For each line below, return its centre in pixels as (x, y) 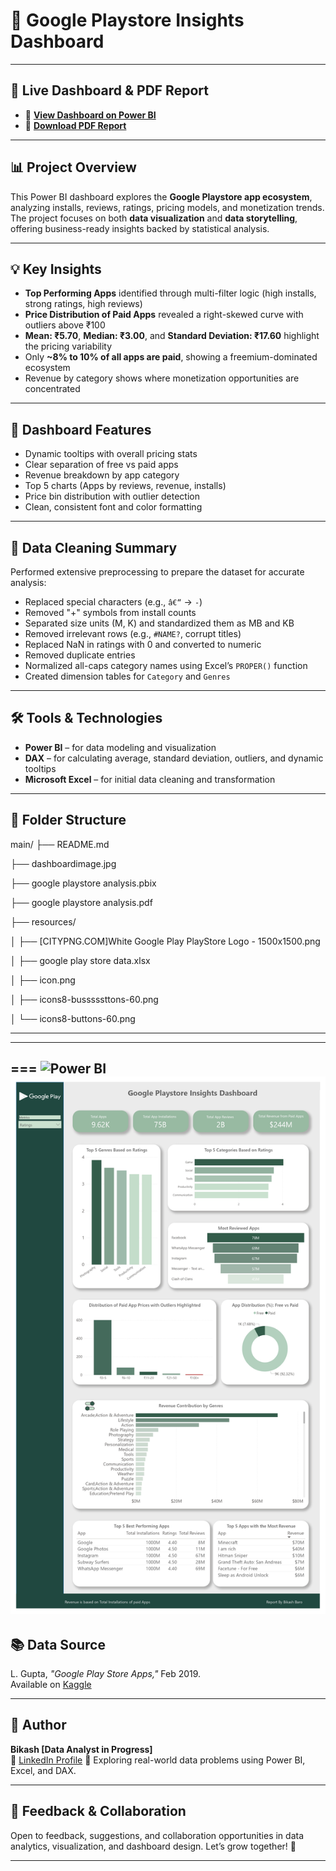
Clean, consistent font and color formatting (113, 507)
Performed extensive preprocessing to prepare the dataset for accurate (157, 572)
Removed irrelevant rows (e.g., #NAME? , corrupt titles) (133, 633)
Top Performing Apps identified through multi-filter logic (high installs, (170, 293)
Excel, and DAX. (43, 1770)
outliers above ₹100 (65, 325)
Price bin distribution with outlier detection (112, 496)
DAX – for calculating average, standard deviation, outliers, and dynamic (174, 758)
